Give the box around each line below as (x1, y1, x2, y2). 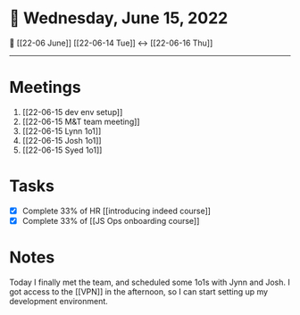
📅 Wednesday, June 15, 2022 (9, 8, 229, 29)
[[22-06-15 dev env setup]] (21, 106, 123, 117)
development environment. (9, 295, 109, 306)
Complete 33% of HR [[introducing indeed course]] (21, 205, 212, 216)
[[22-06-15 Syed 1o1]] (21, 145, 103, 155)
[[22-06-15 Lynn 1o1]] (21, 125, 102, 137)
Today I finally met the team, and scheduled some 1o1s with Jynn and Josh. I (9, 277, 290, 287)
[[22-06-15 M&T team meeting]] (21, 116, 140, 127)
